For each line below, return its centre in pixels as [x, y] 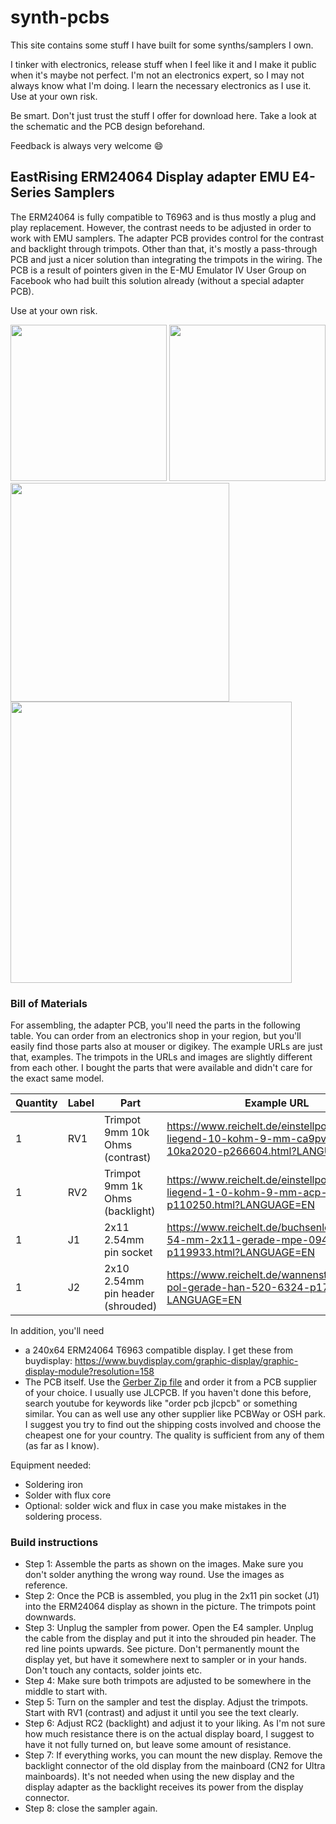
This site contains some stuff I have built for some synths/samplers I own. [162, 45]
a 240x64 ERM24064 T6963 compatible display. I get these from [159, 1350]
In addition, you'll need [57, 1331]
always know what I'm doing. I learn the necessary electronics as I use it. [161, 85]
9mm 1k [123, 1186]
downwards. [50, 1617]
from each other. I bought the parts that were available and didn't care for [161, 1068]
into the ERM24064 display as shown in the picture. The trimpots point [170, 1607]
